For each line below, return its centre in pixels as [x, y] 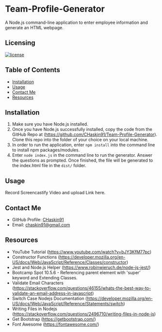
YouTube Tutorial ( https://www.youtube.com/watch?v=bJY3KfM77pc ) [82, 252]
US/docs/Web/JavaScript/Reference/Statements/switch [68, 303]
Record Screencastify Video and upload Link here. [55, 193]
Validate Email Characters [38, 283]
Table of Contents [33, 70]
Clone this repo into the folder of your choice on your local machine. [80, 140]
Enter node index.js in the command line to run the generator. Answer [82, 155]
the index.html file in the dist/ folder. [49, 166]
